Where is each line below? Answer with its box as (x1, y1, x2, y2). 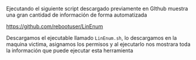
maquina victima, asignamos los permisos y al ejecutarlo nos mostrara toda (6, 41, 191, 48)
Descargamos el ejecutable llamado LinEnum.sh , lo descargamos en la (6, 34, 177, 41)
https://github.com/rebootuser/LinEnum (6, 23, 103, 30)
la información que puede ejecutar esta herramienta (6, 47, 134, 54)
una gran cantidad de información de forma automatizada (6, 11, 147, 18)
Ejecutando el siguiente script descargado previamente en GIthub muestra (6, 5, 188, 12)
